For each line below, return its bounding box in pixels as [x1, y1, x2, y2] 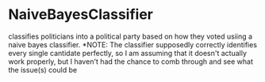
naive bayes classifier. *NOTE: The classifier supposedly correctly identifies [8, 39, 258, 49]
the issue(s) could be [8, 65, 78, 74]
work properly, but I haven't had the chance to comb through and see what [8, 57, 254, 66]
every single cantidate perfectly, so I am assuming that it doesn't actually [8, 48, 248, 58]
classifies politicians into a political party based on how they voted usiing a [8, 32, 252, 41]
